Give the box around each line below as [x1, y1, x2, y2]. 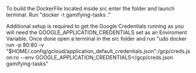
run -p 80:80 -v [6, 41, 44, 48]
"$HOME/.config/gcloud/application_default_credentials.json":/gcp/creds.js [6, 48, 191, 55]
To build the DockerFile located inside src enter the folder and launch [6, 5, 175, 12]
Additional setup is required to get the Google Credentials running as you [6, 23, 184, 29]
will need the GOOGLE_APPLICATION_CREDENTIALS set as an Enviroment [6, 29, 187, 36]
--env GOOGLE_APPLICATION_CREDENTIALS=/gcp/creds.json [20, 54, 173, 61]
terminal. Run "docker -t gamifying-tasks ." [6, 11, 111, 18]
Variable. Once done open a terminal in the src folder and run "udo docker [6, 35, 187, 42]
